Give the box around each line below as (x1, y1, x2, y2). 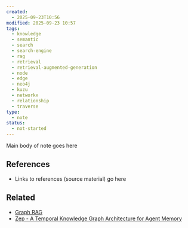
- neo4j (11, 81, 31, 87)
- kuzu (11, 87, 28, 93)
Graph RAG (14, 208, 43, 215)
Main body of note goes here (6, 142, 78, 149)
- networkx (11, 92, 39, 98)
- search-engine (11, 48, 52, 54)
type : (6, 109, 20, 115)
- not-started (11, 126, 47, 132)
